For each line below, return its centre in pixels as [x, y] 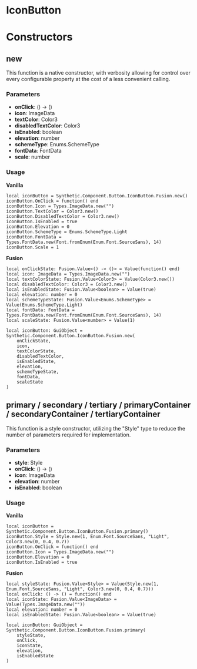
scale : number [32, 157]
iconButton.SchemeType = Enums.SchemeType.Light [67, 232]
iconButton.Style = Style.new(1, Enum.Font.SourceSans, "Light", [88, 537]
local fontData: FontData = [41, 310]
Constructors [39, 37]
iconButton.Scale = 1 [33, 247]
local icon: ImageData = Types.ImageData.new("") [68, 274]
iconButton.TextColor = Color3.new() [52, 211]
